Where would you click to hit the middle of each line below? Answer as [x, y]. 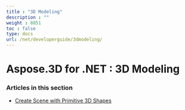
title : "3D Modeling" [34, 12]
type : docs [20, 34]
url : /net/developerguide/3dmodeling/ [54, 39]
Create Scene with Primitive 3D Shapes [63, 101]
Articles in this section [39, 88]
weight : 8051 [24, 23]
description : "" [28, 17]
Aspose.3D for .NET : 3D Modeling [93, 69]
